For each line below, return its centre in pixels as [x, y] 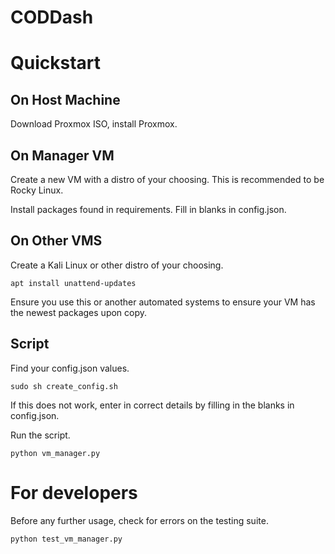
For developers [74, 492]
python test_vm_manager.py [66, 539]
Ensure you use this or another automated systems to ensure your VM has [163, 302]
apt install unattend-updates [73, 283]
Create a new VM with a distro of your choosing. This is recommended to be [167, 179]
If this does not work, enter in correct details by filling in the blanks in [152, 405]
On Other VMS [56, 241]
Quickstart [56, 63]
